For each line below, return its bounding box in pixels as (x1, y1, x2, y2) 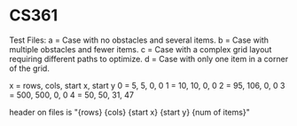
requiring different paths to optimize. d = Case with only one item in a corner (9, 53, 289, 64)
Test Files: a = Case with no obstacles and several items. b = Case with (9, 35, 269, 45)
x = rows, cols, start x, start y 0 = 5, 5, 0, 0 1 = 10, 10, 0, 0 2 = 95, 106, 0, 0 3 (9, 80, 285, 91)
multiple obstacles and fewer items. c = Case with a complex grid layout (9, 43, 272, 54)
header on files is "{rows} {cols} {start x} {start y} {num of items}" (9, 106, 250, 117)
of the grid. (9, 63, 51, 74)
